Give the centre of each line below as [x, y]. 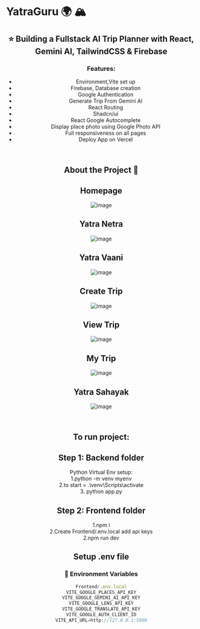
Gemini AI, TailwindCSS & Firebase [101, 51]
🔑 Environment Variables [101, 574]
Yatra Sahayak [101, 392]
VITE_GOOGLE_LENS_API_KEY [101, 604]
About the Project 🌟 [101, 170]
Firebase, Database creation [106, 88]
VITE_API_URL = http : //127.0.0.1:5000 [101, 620]
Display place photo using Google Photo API [106, 126]
